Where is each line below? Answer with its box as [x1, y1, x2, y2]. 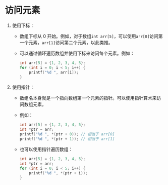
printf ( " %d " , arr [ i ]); [29, 69, 79, 75]
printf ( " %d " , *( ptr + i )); [29, 170, 88, 175]
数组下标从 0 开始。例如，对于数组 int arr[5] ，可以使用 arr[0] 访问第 [19, 33, 163, 39]
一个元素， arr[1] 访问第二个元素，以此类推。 [19, 39, 113, 46]
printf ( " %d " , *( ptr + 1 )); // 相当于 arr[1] [19, 136, 115, 142]
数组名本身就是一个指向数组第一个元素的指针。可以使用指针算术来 [19, 95, 157, 101]
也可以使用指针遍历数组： [19, 146, 73, 152]
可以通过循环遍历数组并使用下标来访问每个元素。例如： [19, 50, 135, 56]
